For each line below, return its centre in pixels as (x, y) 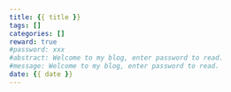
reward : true (33, 42)
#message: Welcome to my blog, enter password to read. (114, 67)
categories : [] (37, 33)
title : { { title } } (45, 17)
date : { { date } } (41, 74)
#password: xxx (37, 50)
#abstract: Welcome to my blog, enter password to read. (116, 58)
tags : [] (25, 25)
